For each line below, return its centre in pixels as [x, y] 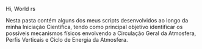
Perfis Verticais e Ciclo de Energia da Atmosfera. [67, 40]
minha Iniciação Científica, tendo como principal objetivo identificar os [94, 27]
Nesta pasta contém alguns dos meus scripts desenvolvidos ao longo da [97, 20]
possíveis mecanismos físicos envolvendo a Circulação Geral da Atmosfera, [101, 33]
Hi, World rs [21, 9]
